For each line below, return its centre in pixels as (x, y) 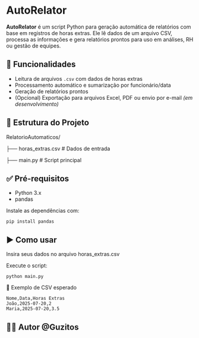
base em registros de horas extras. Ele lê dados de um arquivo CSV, (89, 33)
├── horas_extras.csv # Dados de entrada (58, 149)
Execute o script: (27, 266)
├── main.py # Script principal (44, 160)
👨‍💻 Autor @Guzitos (42, 327)
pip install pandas (30, 222)
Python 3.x (28, 193)
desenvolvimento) (37, 104)
